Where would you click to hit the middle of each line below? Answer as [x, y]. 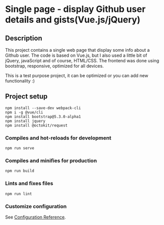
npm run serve [20, 148]
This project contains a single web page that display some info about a [78, 50]
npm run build [20, 171]
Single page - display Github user [75, 9]
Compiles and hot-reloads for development [58, 138]
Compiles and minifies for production [51, 161]
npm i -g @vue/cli [24, 112]
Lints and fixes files [29, 184]
